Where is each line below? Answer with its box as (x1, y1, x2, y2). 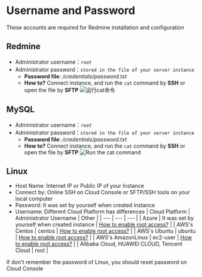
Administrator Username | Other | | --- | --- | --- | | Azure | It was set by (15, 214, 194, 222)
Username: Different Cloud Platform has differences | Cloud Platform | (15, 208, 190, 216)
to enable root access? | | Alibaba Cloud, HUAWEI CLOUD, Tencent (15, 241, 183, 248)
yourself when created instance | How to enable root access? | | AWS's (15, 221, 194, 228)
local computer (15, 195, 53, 202)
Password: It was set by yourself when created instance (15, 202, 155, 209)
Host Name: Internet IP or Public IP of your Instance (15, 182, 144, 190)
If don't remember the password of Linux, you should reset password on (6, 259, 187, 266)
